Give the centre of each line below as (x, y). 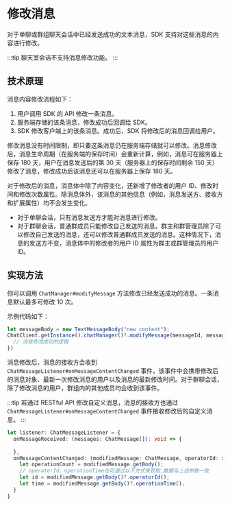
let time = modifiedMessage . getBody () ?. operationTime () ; (102, 484)
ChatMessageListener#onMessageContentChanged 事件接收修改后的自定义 (107, 411)
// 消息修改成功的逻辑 (41, 342)
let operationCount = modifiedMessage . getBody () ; (92, 465)
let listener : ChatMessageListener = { (64, 433)
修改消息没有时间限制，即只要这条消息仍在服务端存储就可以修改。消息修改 (112, 145)
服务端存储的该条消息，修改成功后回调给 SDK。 (84, 122)
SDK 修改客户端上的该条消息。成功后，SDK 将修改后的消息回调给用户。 (118, 130)
